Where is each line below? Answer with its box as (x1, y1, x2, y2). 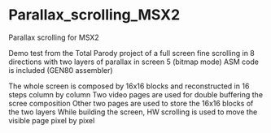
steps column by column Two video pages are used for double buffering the (8, 89, 263, 99)
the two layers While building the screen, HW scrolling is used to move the (8, 107, 258, 117)
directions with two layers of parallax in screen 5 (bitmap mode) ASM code (8, 57, 259, 66)
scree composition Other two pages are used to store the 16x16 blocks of (8, 98, 254, 108)
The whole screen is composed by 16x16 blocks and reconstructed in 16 (8, 81, 250, 91)
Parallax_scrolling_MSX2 (8, 6, 181, 24)
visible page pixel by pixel (8, 115, 95, 125)
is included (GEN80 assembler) (8, 65, 113, 75)
